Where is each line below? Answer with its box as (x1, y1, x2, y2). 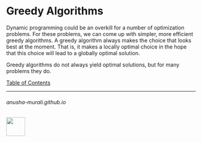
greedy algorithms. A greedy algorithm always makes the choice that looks (6, 37, 192, 44)
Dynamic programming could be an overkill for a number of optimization (6, 24, 185, 31)
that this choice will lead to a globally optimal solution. (6, 49, 140, 56)
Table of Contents (6, 79, 51, 86)
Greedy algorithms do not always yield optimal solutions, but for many (6, 61, 180, 68)
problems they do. (6, 67, 52, 74)
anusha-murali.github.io (6, 98, 66, 105)
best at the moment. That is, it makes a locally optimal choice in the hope (6, 43, 187, 50)
